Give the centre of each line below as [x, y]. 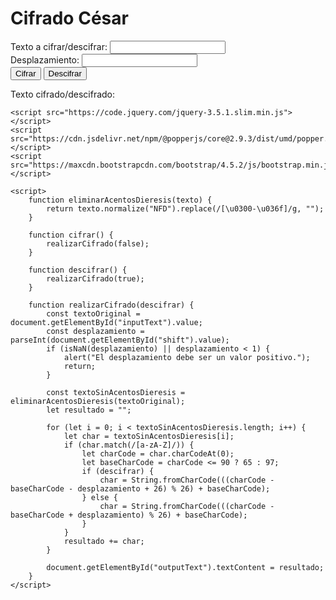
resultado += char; [104, 541]
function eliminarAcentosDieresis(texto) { [120, 200]
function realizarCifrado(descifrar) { [111, 305]
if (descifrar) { [118, 471]
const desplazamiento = [95, 331]
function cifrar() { [71, 235]
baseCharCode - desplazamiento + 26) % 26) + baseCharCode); [140, 488]
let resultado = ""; [89, 410]
